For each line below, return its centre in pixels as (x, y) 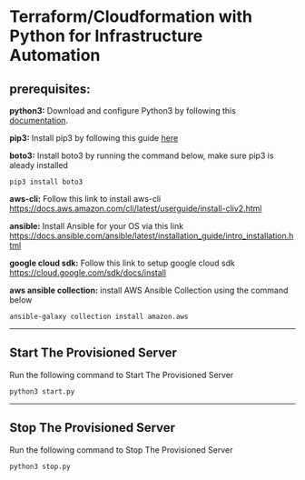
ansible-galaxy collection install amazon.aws (99, 316)
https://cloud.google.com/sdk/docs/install (88, 273)
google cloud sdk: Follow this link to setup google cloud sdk (123, 263)
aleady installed (39, 165)
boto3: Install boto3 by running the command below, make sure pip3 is (142, 155)
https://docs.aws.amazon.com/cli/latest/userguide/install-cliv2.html (136, 208)
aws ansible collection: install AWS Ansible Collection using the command (149, 290)
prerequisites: (50, 89)
